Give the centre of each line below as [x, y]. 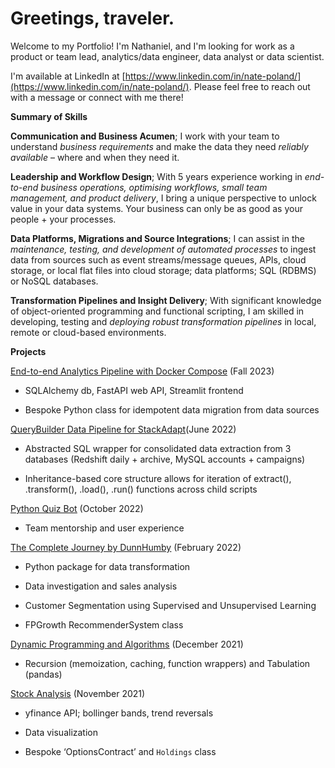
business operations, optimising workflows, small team [154, 187]
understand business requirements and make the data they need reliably [159, 146]
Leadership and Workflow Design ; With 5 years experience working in [156, 176]
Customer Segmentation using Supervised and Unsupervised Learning [170, 605]
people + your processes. [63, 219]
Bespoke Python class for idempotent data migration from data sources [172, 409]
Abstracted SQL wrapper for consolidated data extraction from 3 [158, 448]
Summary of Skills [49, 116]
